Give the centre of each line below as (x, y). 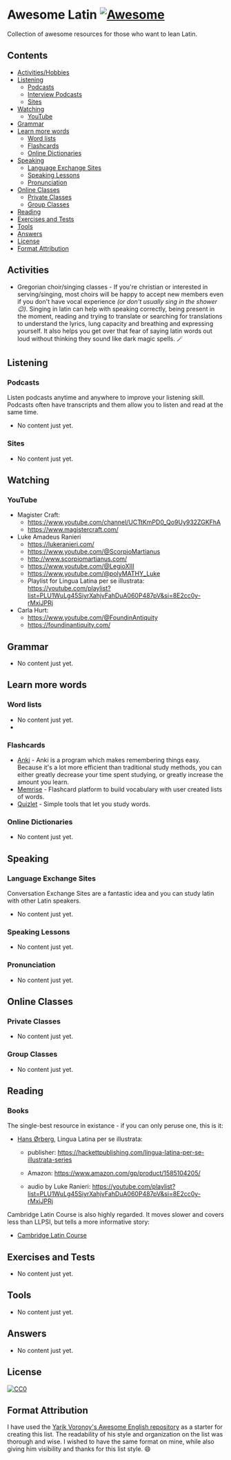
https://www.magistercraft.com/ (73, 530)
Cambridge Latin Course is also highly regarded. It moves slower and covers (115, 1215)
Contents (28, 56)
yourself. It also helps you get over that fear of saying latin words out (114, 331)
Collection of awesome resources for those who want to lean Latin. (102, 34)
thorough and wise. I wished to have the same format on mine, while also (111, 1442)
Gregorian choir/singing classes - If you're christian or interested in (112, 287)
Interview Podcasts (55, 94)
